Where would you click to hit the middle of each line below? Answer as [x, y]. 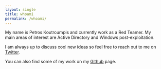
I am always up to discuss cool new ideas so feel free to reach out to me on [81, 47]
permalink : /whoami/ [26, 18]
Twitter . [13, 52]
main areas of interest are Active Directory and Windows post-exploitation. [80, 37]
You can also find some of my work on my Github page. [61, 62]
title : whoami [19, 14]
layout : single [20, 9]
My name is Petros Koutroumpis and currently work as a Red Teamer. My [78, 33]
